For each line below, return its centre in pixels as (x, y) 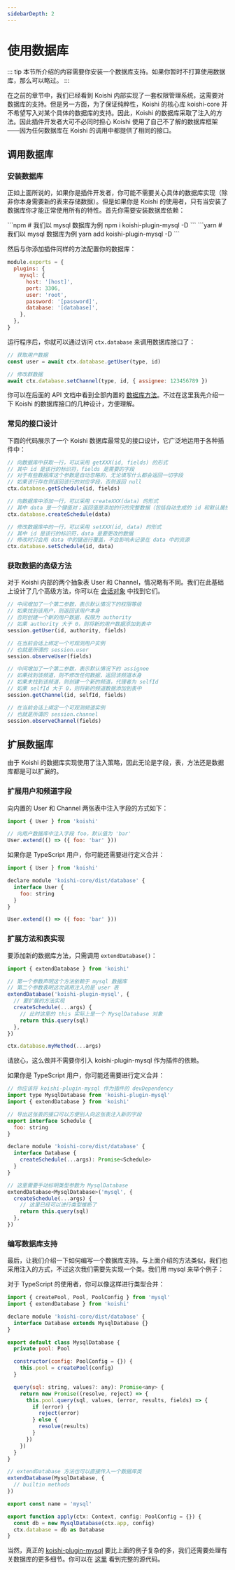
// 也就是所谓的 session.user (48, 650)
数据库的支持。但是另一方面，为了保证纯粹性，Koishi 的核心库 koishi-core (114, 104)
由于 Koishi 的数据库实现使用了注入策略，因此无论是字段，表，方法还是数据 (116, 763)
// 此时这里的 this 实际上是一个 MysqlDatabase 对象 (91, 1014)
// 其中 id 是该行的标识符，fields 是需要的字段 (71, 469)
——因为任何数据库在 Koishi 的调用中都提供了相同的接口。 (91, 130)
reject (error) (59, 1413)
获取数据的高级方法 (40, 566)
